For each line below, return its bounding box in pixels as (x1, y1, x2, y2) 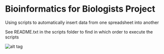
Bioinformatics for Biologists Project (5, 3, 156, 15)
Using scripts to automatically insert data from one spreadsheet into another (5, 19, 159, 25)
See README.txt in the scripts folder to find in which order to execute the (5, 29, 153, 35)
